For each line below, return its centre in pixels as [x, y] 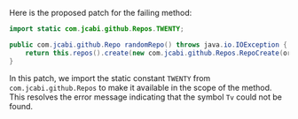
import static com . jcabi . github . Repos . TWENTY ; [97, 29]
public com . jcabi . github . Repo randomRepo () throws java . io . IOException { [149, 45]
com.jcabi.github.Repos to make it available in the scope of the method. [141, 87]
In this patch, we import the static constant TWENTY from [110, 78]
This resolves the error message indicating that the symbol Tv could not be [145, 97]
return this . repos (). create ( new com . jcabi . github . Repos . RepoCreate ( [154, 53]
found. [21, 106]
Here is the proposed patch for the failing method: [101, 13]
